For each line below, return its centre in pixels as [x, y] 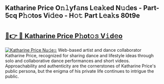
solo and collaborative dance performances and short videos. [68, 61]
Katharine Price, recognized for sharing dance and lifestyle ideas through [80, 55]
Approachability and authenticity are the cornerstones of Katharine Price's [81, 66]
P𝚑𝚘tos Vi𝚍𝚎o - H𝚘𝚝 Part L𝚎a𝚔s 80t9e [79, 16]
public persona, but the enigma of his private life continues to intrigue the [80, 71]
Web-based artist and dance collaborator [100, 50]
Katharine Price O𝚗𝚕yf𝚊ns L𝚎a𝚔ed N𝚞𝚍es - [73, 8]
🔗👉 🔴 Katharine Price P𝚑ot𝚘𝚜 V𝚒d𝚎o [64, 36]
